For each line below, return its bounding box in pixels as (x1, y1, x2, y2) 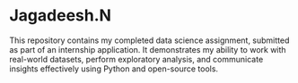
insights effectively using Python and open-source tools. (9, 63, 218, 74)
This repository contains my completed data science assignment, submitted (9, 35, 290, 46)
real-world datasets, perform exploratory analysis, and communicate (9, 54, 264, 64)
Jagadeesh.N (9, 5, 112, 26)
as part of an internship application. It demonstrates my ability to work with (9, 44, 286, 54)
